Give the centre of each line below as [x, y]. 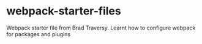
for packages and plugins [39, 34]
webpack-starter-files [64, 11]
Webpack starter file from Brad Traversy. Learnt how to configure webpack [101, 28]
